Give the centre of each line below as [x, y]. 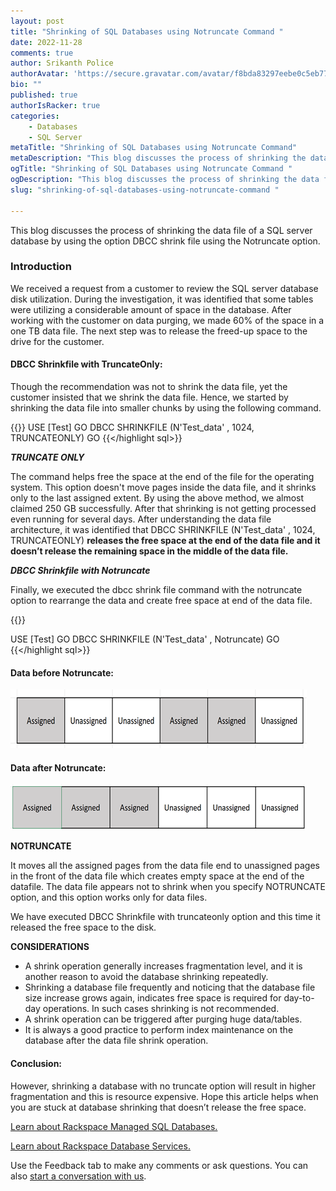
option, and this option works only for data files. [109, 897]
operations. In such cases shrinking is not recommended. [161, 1009]
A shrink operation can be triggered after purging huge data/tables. [163, 1019]
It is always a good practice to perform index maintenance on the [159, 1030]
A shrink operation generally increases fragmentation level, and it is [163, 966]
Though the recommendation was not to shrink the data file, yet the [149, 386]
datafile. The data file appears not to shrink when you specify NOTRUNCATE [168, 887]
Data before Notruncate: [62, 672]
